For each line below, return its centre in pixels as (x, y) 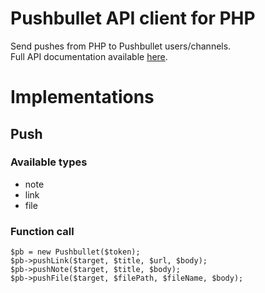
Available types (49, 162)
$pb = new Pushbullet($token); (75, 252)
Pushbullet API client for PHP (133, 18)
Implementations (82, 97)
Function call (42, 231)
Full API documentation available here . (89, 56)
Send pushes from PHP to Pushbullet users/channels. (121, 46)
